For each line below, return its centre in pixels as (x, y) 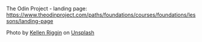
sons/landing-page (30, 21)
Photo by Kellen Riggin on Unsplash (50, 33)
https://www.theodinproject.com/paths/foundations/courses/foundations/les (101, 15)
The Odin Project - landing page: (47, 9)
